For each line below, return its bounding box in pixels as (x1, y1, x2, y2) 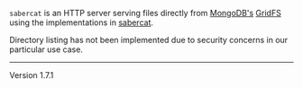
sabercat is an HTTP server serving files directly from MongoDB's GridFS (9, 8, 281, 18)
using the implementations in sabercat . (9, 17, 154, 28)
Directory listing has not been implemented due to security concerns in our (9, 35, 289, 45)
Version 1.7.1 (9, 70, 54, 80)
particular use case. (9, 44, 84, 55)
